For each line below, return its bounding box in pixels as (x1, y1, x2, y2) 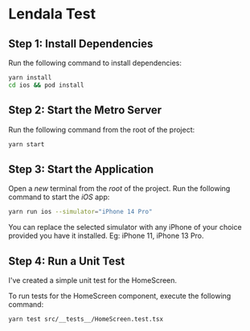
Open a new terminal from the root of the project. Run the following (8, 184, 231, 194)
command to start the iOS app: (8, 192, 110, 202)
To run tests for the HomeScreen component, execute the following (8, 291, 232, 300)
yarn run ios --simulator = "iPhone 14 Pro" (8, 208, 153, 216)
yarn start (8, 140, 45, 149)
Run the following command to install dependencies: (8, 58, 182, 67)
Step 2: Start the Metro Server (8, 104, 162, 117)
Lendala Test (8, 5, 96, 23)
